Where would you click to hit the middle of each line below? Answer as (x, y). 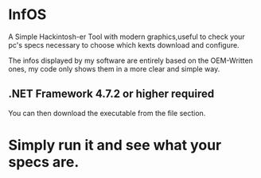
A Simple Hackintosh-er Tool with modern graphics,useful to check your (127, 37)
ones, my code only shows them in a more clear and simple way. (114, 68)
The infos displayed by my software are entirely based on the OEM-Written (130, 60)
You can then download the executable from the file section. (107, 113)
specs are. (44, 162)
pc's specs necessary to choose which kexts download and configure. (124, 44)
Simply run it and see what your (115, 145)
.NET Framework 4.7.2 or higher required (111, 94)
